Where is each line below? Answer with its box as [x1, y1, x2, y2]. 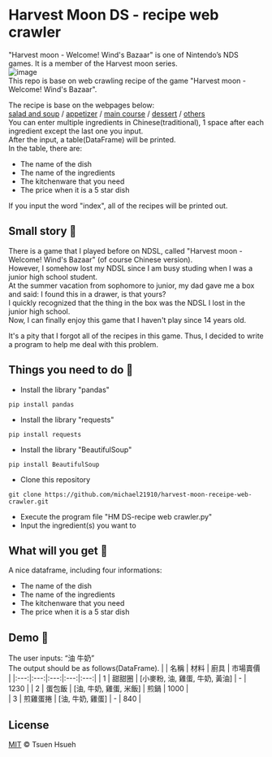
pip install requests [8, 430, 82, 438]
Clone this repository [19, 474, 91, 485]
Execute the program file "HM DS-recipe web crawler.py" [19, 511, 213, 521]
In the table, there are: [8, 143, 83, 153]
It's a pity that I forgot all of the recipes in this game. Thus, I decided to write [8, 331, 264, 341]
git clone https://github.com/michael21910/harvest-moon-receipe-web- [8, 490, 253, 498]
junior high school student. [8, 272, 98, 281]
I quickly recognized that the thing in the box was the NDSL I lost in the [8, 298, 246, 307]
